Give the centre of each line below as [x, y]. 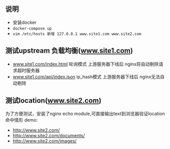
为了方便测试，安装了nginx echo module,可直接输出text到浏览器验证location [85, 114]
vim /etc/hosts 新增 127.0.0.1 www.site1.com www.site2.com [77, 34]
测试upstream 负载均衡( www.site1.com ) [69, 51]
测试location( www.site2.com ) [53, 101]
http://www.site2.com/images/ [45, 141]
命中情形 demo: [22, 120]
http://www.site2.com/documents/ [49, 136]
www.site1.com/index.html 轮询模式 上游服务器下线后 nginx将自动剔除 [86, 64]
